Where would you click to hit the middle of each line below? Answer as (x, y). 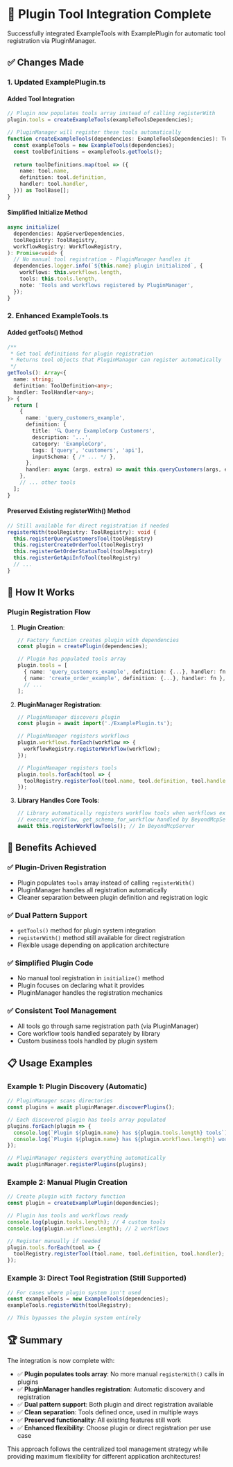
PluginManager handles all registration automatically (92, 889)
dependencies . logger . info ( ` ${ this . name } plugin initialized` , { (108, 266)
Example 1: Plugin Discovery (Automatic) (77, 1086)
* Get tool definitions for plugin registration (82, 354)
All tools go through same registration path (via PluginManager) (108, 1026)
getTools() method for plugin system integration (86, 930)
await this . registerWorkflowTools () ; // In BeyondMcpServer (106, 826)
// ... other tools (48, 483)
